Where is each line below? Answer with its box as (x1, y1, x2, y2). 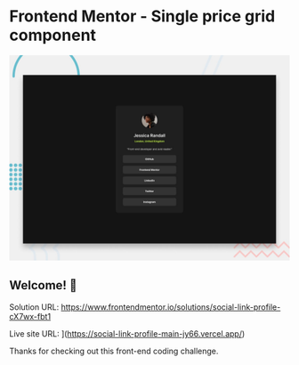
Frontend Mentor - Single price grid (9, 6, 276, 27)
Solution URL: (9, 301, 60, 312)
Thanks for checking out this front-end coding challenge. (9, 345, 219, 356)
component (9, 25, 96, 45)
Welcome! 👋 (9, 278, 77, 293)
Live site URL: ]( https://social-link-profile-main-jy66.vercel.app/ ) (9, 328, 246, 339)
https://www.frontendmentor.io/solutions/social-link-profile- (61, 301, 281, 312)
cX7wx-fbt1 (9, 311, 52, 321)
